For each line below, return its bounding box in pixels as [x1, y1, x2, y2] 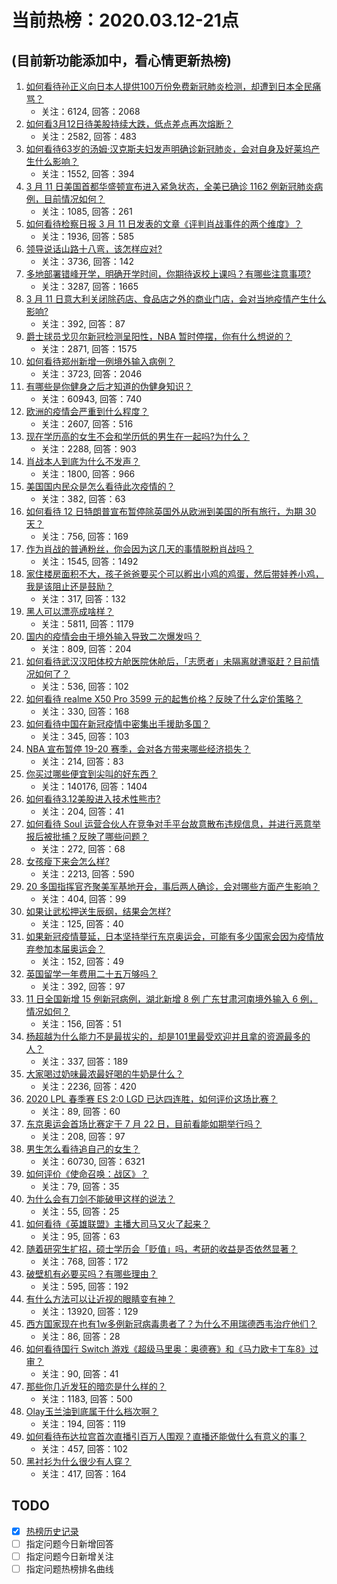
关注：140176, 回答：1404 [40, 781, 148, 792]
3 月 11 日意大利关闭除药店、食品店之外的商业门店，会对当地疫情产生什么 [25, 293, 327, 305]
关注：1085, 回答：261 [40, 206, 133, 217]
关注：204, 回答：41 [40, 806, 124, 817]
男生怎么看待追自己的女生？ [25, 1143, 141, 1155]
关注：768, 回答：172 [40, 1256, 129, 1267]
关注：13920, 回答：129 [40, 1306, 139, 1317]
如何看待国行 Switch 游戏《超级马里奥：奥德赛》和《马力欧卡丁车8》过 [25, 1343, 319, 1355]
